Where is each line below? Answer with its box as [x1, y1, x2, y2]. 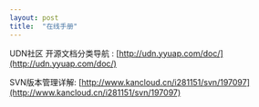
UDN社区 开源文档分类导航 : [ [9, 47, 120, 59]
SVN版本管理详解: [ [9, 76, 82, 87]
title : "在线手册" [9, 22, 78, 31]
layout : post [9, 13, 59, 23]
